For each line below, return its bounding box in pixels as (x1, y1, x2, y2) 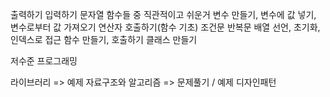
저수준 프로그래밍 (10, 55, 78, 67)
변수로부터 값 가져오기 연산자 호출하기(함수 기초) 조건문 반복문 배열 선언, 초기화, (10, 21, 321, 33)
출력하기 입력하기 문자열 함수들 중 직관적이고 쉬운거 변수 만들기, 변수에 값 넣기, (10, 9, 317, 20)
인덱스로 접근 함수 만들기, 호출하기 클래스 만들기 (10, 34, 198, 45)
